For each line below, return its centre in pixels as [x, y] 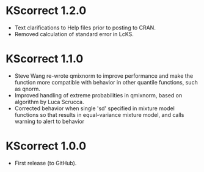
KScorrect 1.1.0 [45, 59]
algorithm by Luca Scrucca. [49, 102]
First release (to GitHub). [46, 163]
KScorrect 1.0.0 [46, 146]
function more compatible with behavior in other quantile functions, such [106, 82]
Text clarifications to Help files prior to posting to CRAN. [85, 28]
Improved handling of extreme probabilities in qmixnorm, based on [98, 95]
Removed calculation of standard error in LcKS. [74, 34]
